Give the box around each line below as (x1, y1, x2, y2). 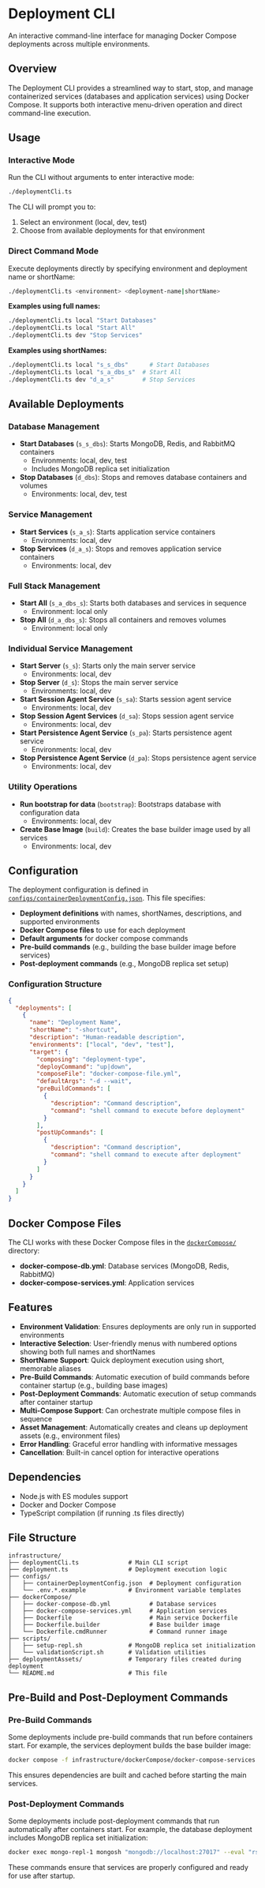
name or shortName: (8, 272, 76, 281)
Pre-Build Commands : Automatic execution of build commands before (19, 1372, 250, 1381)
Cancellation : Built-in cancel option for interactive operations (19, 1448, 219, 1457)
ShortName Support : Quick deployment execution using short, (19, 1355, 225, 1365)
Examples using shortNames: (8, 346, 107, 355)
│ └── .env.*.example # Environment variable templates (8, 1586, 242, 1594)
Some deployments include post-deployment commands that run (8, 1816, 219, 1826)
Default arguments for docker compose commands (19, 934, 188, 943)
